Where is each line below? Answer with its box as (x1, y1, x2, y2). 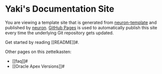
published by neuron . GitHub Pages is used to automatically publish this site (5, 24, 157, 30)
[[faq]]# (12, 58, 28, 64)
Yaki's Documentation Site (5, 3, 114, 15)
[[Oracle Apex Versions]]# (12, 63, 65, 69)
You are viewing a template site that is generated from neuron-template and (5, 19, 157, 25)
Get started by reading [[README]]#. (5, 39, 79, 45)
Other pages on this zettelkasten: (5, 49, 72, 55)
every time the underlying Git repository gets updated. (5, 30, 114, 36)
